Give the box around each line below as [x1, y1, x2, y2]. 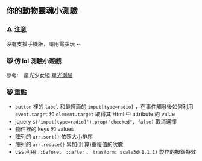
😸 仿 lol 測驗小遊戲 [6, 57, 62, 65]
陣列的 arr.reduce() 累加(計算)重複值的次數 [14, 140, 124, 148]
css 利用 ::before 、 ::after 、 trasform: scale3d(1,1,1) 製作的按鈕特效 [14, 148, 197, 156]
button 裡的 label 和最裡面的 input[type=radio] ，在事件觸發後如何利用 [14, 103, 194, 110]
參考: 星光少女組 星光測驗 [6, 71, 73, 78]
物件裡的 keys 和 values [14, 125, 74, 133]
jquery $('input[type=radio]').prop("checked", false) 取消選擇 [14, 118, 177, 125]
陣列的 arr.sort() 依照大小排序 [14, 133, 93, 140]
